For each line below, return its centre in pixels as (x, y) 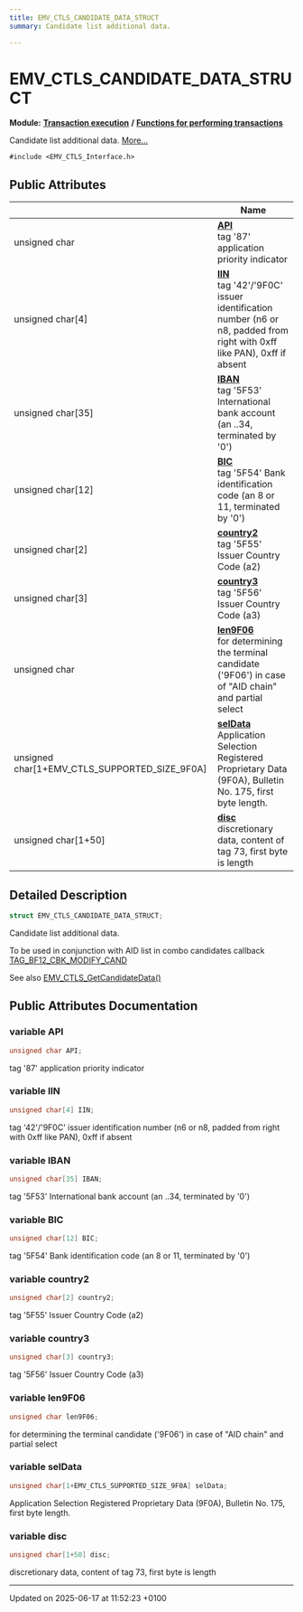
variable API (37, 1032)
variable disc (38, 1536)
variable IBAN (40, 1160)
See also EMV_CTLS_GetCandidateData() (85, 977)
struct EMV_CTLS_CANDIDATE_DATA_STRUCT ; (87, 916)
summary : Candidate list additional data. (90, 26)
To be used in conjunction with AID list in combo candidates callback (137, 950)
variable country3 (50, 1339)
